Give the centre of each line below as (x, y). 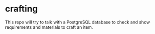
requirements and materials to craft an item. (49, 27)
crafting (22, 9)
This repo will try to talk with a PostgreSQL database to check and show (77, 22)
